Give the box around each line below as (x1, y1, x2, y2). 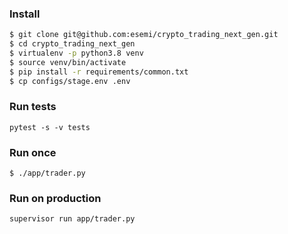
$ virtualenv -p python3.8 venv (9, 48, 144, 59)
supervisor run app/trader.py (9, 214, 136, 224)
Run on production (9, 192, 102, 206)
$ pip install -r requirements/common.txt (9, 67, 189, 77)
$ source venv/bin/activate (9, 57, 127, 67)
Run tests (9, 100, 57, 114)
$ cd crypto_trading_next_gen (9, 39, 136, 49)
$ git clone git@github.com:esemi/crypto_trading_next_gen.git (9, 30, 279, 40)
